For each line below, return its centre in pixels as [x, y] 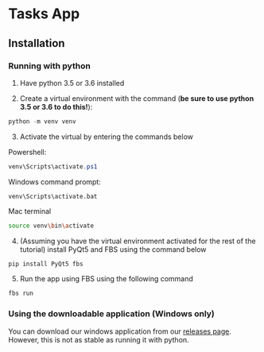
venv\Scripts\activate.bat [53, 196]
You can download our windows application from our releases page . [120, 331]
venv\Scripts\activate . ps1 [53, 166]
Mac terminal [30, 211]
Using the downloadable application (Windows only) [111, 314]
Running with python [50, 66]
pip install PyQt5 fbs [46, 264]
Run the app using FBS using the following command [106, 279]
